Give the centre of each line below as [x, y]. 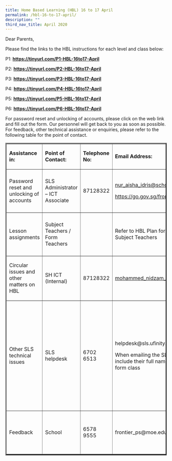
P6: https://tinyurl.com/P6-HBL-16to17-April [53, 109]
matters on [22, 285]
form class [128, 368]
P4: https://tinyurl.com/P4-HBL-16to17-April [53, 89]
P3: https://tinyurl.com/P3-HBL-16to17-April [53, 79]
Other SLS [22, 349]
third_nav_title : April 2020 [36, 24]
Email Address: [134, 156]
